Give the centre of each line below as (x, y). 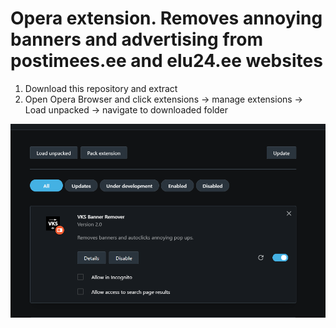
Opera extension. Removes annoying (166, 18)
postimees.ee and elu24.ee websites (166, 61)
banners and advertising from (136, 39)
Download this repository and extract (101, 88)
